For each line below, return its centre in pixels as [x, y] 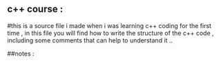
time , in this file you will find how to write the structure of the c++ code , [110, 33]
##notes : [21, 53]
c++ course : [35, 9]
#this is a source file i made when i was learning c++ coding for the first [109, 25]
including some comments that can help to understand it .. [90, 40]
